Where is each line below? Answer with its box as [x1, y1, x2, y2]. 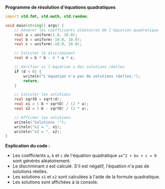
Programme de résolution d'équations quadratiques [5, 5, 116, 10]
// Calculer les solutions [14, 92, 71, 97]
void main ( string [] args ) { [5, 23, 64, 28]
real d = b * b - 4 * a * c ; [14, 55, 75, 61]
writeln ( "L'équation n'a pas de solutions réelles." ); [23, 74, 141, 79]
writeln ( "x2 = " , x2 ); [14, 129, 62, 134]
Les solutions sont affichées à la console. [12, 179, 99, 185]
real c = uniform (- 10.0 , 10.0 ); [14, 42, 82, 47]
